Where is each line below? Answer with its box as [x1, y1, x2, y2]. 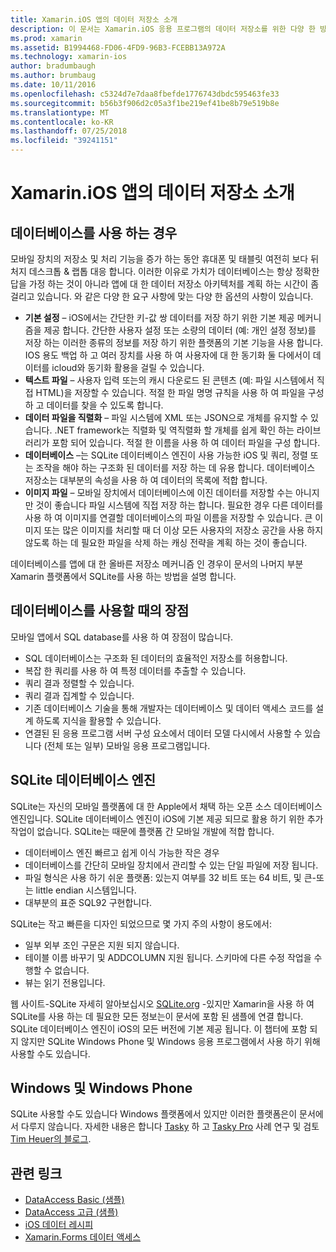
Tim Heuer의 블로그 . [10, 1133, 92, 1145]
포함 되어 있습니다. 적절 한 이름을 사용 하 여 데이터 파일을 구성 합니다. [51, 437, 321, 448]
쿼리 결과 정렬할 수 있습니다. [24, 677, 135, 689]
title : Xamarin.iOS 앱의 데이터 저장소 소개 [10, 14, 178, 25]
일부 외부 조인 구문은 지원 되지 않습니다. [24, 939, 180, 951]
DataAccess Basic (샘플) [24, 1194, 125, 1206]
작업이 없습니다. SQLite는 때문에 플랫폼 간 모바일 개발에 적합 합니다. [10, 825, 275, 837]
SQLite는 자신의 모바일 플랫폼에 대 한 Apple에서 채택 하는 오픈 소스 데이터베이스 [10, 800, 323, 812]
